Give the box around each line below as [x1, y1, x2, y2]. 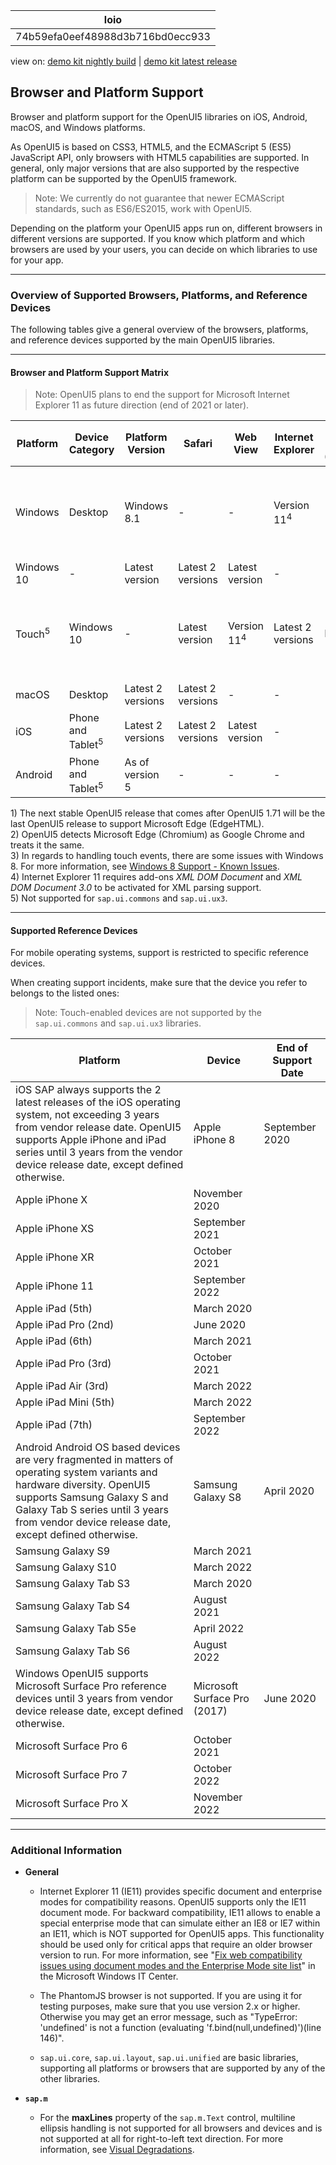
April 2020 [263, 1484, 315, 1498]
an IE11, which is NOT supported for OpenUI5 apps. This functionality [39, 1928, 325, 1940]
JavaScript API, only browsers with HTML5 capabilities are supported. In [10, 151, 310, 163]
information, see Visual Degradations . [39, 2144, 195, 2156]
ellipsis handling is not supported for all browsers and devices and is [39, 2122, 323, 2134]
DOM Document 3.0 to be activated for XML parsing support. [10, 881, 262, 893]
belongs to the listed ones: [10, 987, 120, 999]
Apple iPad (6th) [15, 1334, 93, 1348]
